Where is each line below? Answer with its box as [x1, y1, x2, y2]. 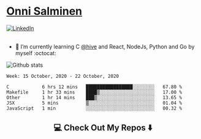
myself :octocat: [15, 49, 56, 56]
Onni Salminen [6, 4, 83, 18]
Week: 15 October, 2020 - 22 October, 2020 [6, 73, 119, 79]
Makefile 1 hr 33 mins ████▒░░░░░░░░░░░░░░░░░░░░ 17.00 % [6, 89, 183, 96]
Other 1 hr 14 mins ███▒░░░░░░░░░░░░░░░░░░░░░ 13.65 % [6, 94, 183, 100]
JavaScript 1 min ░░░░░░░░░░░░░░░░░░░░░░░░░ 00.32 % [6, 105, 183, 111]
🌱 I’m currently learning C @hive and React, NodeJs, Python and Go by [15, 43, 195, 50]
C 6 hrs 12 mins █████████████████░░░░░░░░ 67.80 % [6, 84, 183, 90]
